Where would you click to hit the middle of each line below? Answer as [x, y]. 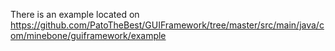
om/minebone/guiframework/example [88, 35]
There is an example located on [75, 14]
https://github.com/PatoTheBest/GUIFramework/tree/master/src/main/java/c [167, 25]
